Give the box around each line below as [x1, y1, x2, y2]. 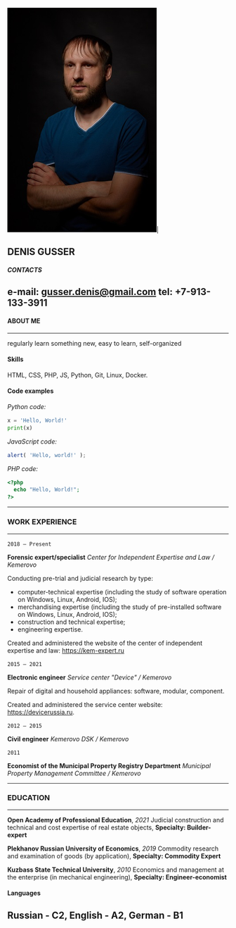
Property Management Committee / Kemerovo [7, 769, 142, 777]
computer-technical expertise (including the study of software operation [17, 587, 227, 596]
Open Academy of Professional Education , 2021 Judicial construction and [7, 815, 224, 824]
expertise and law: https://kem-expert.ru [7, 646, 125, 655]
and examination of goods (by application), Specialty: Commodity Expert [7, 851, 221, 860]
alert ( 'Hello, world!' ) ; [7, 451, 86, 458]
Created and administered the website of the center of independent [7, 639, 203, 647]
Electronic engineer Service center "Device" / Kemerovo [7, 673, 172, 682]
